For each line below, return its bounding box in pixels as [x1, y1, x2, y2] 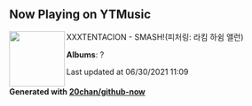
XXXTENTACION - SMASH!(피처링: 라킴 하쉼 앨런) [66, 31, 244, 42]
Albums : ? [66, 49, 105, 60]
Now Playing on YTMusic [9, 7, 152, 22]
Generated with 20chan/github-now [9, 87, 146, 97]
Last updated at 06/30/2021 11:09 [66, 66, 189, 77]
